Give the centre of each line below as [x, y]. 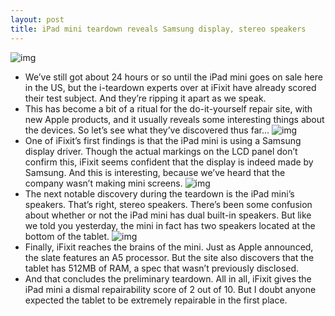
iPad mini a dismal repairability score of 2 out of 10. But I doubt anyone [170, 289]
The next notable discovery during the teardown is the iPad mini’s [159, 193]
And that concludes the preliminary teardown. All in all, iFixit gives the [168, 278]
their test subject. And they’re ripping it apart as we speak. [145, 98]
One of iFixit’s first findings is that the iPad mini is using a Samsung [163, 140]
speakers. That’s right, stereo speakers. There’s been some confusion [168, 204]
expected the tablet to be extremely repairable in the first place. [156, 300]
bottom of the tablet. [67, 236]
